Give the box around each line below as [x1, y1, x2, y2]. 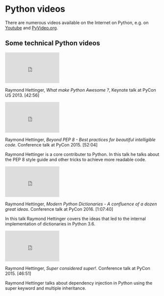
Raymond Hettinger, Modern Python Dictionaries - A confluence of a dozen [5, 201, 157, 207]
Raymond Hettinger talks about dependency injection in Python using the [5, 280, 153, 286]
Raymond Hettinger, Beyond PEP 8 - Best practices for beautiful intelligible [5, 136, 156, 143]
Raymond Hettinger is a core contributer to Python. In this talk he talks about [5, 151, 160, 157]
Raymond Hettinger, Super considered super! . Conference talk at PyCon [5, 265, 150, 271]
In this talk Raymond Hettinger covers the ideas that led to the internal [5, 216, 146, 222]
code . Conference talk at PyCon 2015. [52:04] [5, 142, 98, 148]
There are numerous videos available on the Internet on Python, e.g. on [5, 20, 149, 25]
